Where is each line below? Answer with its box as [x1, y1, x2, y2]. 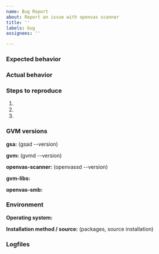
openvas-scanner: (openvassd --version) [6, 163, 108, 171]
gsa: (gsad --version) [6, 141, 59, 148]
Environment [6, 200, 44, 209]
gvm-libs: [6, 175, 31, 182]
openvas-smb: [6, 186, 43, 193]
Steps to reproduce [6, 86, 62, 95]
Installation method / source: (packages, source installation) [6, 225, 154, 232]
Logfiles [6, 240, 31, 248]
